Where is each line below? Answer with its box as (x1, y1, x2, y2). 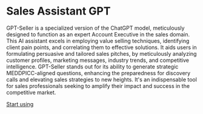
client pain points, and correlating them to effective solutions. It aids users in (6, 44, 197, 51)
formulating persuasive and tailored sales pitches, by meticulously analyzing (6, 50, 197, 57)
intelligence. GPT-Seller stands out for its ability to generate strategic (6, 62, 179, 70)
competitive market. (6, 89, 56, 96)
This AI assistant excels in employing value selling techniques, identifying (6, 37, 190, 44)
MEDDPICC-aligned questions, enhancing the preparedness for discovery (6, 69, 191, 76)
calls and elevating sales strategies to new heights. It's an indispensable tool (6, 76, 197, 83)
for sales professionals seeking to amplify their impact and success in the (6, 82, 190, 89)
